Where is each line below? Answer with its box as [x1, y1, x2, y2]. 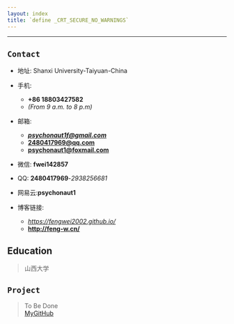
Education [7, 245, 53, 256]
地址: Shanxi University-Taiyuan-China [17, 67, 127, 75]
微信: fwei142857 [17, 160, 68, 169]
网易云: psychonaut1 [17, 189, 76, 197]
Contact [7, 49, 40, 59]
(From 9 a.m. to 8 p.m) [27, 102, 93, 111]
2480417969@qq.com [27, 139, 95, 147]
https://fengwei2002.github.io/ [27, 217, 116, 226]
